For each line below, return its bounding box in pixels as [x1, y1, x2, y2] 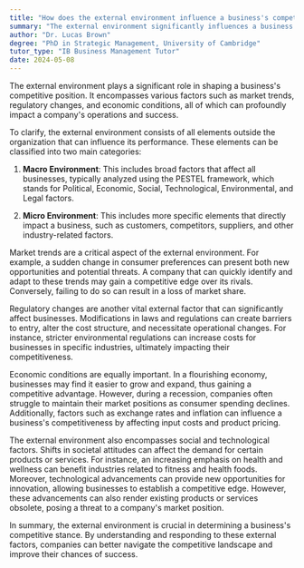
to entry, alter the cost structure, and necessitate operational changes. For [9, 323, 287, 333]
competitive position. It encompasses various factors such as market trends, [9, 90, 295, 101]
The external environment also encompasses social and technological [9, 435, 270, 446]
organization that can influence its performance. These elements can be [9, 137, 279, 147]
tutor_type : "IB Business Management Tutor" [9, 47, 180, 56]
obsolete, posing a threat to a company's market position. [9, 503, 224, 513]
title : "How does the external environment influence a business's [9, 13, 270, 23]
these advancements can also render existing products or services [9, 493, 259, 504]
